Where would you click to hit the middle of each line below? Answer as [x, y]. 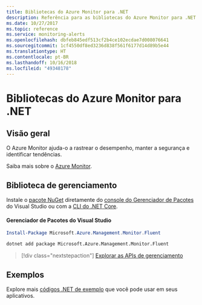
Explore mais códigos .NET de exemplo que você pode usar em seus [92, 289]
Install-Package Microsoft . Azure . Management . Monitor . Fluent [84, 233]
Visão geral [28, 133]
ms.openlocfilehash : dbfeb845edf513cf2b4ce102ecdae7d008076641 [88, 40]
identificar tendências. [34, 155]
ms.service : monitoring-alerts [46, 35]
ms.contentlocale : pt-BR [37, 57]
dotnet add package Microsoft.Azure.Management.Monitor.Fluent [88, 244]
